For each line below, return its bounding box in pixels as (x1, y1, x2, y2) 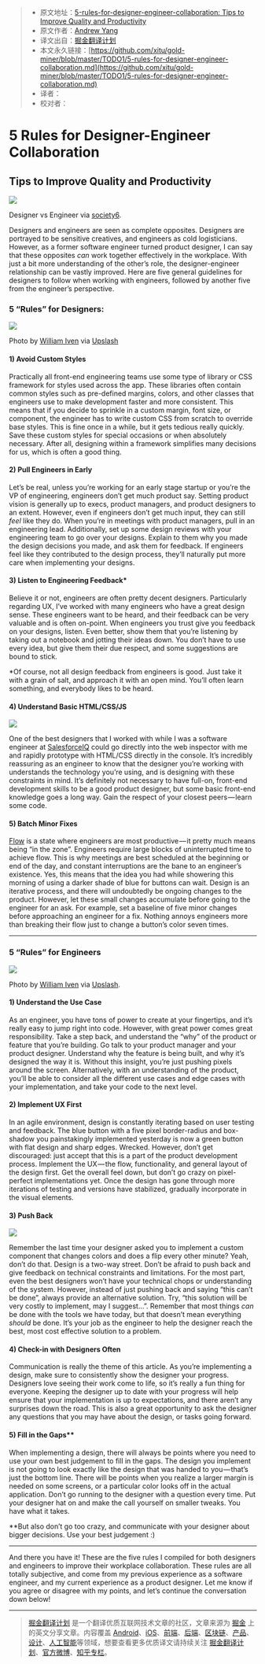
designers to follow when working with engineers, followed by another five (9, 275, 251, 285)
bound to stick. (9, 651, 57, 661)
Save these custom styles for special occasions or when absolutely (9, 430, 227, 440)
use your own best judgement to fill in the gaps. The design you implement (9, 1456, 251, 1466)
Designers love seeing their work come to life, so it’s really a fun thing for (9, 1378, 245, 1388)
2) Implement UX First (9, 1100, 82, 1109)
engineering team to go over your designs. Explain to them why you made (9, 533, 248, 542)
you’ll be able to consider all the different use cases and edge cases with (9, 1073, 245, 1083)
